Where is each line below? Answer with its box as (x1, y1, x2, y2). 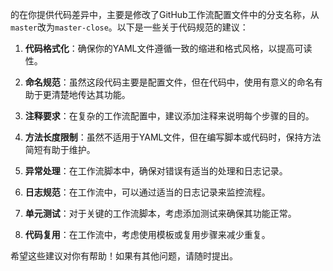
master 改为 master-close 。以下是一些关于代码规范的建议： (10, 21, 249, 33)
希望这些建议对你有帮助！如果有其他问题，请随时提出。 (10, 250, 238, 262)
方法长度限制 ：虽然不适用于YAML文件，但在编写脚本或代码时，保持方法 (24, 131, 322, 143)
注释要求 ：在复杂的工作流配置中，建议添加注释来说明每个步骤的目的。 (24, 110, 315, 122)
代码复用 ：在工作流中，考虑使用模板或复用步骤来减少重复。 (24, 229, 271, 240)
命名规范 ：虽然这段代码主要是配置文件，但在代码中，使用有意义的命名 (24, 76, 315, 88)
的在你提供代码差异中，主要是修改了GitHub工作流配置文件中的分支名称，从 (10, 9, 320, 20)
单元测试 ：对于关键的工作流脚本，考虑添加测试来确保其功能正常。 (24, 208, 297, 219)
